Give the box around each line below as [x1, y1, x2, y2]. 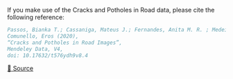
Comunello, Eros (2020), [7, 32, 79, 40]
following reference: [7, 13, 64, 21]
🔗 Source [7, 65, 33, 73]
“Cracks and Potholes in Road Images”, [7, 39, 123, 46]
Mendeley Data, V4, [7, 45, 64, 52]
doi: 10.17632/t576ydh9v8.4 [7, 52, 89, 59]
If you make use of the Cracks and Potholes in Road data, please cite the [7, 6, 215, 14]
